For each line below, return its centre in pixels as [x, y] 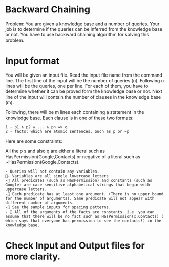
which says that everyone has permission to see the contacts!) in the [83, 221]
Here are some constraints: [34, 141]
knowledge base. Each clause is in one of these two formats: [70, 118]
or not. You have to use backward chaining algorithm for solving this [77, 34]
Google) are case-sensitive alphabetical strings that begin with [78, 185]
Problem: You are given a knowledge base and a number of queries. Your [82, 24]
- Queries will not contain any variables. [52, 171]
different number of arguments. [40, 203]
